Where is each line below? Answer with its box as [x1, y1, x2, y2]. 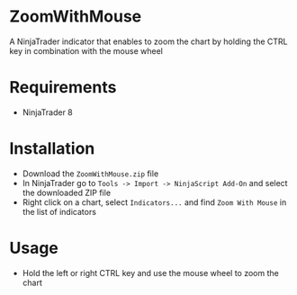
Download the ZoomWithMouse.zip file [22, 168, 159, 179]
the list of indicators [22, 206, 97, 217]
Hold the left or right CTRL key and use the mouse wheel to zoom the [22, 267, 279, 278]
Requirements [9, 77, 117, 98]
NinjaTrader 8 [22, 106, 74, 118]
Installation [9, 139, 95, 159]
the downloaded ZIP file [22, 187, 111, 198]
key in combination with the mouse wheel [9, 45, 164, 56]
